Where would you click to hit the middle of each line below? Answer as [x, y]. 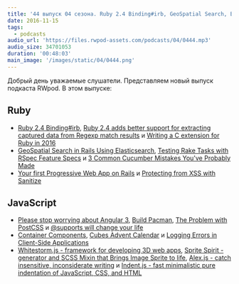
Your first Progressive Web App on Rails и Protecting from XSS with [116, 173]
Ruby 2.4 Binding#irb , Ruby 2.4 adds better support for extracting [114, 127]
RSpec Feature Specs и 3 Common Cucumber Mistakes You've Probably [124, 158]
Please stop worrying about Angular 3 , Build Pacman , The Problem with [122, 220]
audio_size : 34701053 [39, 47]
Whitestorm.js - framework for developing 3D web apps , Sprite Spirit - [121, 251]
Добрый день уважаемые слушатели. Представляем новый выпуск [110, 80]
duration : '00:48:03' [39, 54]
